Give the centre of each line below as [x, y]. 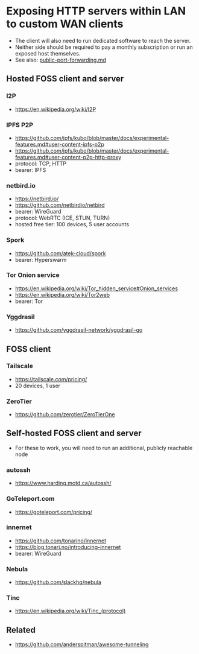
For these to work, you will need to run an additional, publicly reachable [104, 448]
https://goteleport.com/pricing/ [53, 512]
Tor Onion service [33, 275]
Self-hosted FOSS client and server [74, 433]
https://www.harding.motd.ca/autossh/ [63, 483]
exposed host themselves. [48, 53]
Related [21, 630]
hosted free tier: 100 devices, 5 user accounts [72, 224]
